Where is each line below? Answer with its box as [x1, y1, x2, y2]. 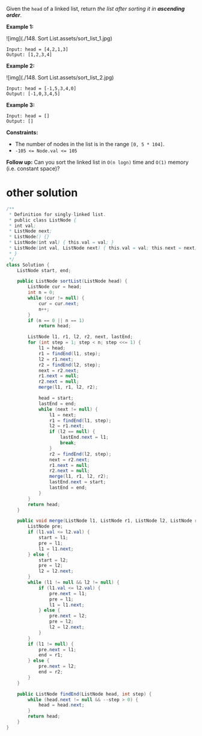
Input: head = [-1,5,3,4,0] [6, 85, 77, 91]
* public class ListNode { [8, 217, 77, 223]
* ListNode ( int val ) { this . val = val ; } [8, 240, 114, 246]
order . [6, 11, 22, 19]
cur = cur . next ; [38, 300, 79, 306]
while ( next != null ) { [38, 406, 98, 412]
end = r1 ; [38, 652, 63, 658]
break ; [60, 440, 77, 446]
